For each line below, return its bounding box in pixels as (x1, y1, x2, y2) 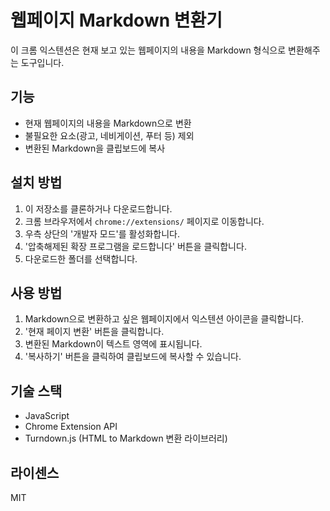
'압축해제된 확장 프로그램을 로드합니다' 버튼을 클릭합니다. (24, 240, 247, 252)
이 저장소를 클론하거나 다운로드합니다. (24, 202, 173, 215)
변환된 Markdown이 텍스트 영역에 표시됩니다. (24, 338, 203, 350)
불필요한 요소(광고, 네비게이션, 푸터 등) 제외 (24, 129, 195, 141)
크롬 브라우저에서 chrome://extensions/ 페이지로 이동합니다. (24, 215, 265, 227)
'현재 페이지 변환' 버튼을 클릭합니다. (24, 326, 165, 338)
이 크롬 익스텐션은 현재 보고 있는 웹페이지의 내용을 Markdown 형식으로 (10, 44, 287, 56)
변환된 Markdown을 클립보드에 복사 (24, 142, 166, 154)
